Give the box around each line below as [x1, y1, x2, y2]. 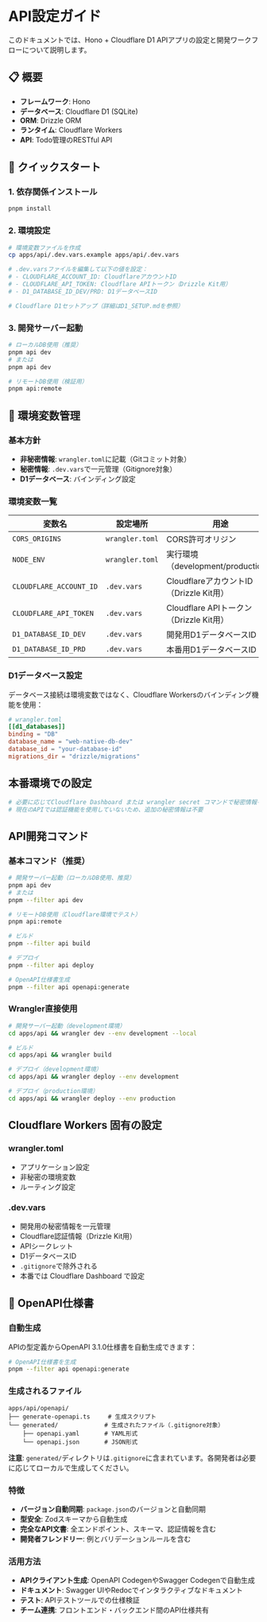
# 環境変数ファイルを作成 [8, 243, 81, 251]
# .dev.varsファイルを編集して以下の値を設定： [8, 266, 149, 274]
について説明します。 [21, 45, 91, 54]
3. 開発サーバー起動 [8, 322, 83, 333]
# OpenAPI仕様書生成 [8, 975, 70, 983]
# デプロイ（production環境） [8, 1087, 99, 1095]
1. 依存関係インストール [8, 186, 98, 197]
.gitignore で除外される [19, 1261, 98, 1270]
